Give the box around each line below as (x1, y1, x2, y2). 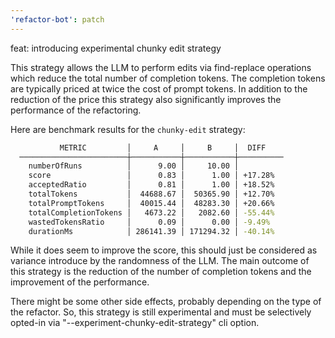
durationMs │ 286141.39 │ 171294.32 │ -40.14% (28, 226, 275, 236)
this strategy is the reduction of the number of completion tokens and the (10, 266, 312, 278)
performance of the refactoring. (10, 104, 142, 116)
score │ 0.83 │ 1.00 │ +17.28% (28, 171, 275, 181)
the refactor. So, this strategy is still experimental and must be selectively (10, 306, 312, 318)
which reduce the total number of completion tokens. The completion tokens (10, 72, 326, 84)
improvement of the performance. (10, 276, 150, 288)
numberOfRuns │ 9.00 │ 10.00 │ (28, 161, 240, 171)
